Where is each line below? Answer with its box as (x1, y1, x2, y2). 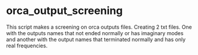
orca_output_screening (6, 4, 123, 18)
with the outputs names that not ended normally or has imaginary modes (6, 29, 184, 36)
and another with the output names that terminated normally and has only (6, 36, 186, 43)
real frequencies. (6, 42, 48, 49)
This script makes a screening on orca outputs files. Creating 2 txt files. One (6, 23, 192, 30)
